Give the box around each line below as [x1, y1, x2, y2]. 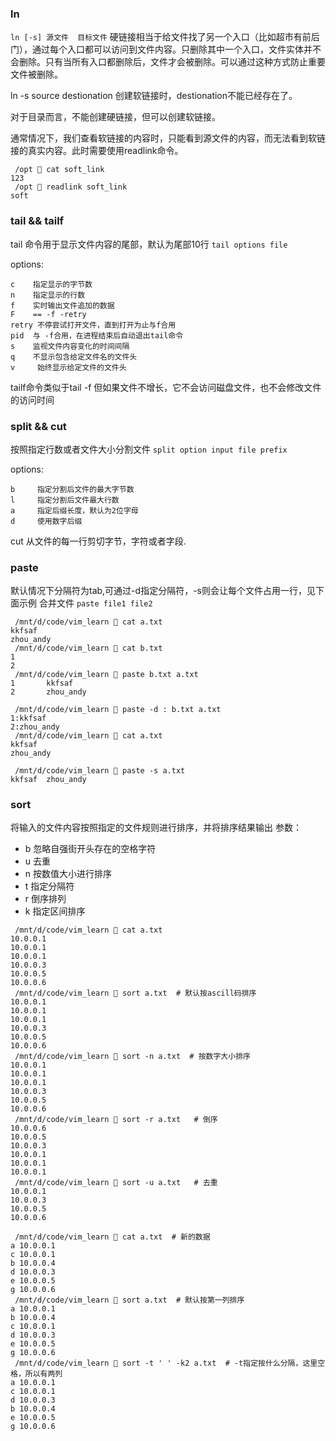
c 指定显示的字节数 [10, 279, 93, 289]
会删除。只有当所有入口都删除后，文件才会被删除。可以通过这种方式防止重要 [10, 56, 326, 68]
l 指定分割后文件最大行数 [10, 495, 120, 505]
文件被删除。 [10, 68, 63, 81]
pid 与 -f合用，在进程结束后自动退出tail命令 [10, 330, 184, 341]
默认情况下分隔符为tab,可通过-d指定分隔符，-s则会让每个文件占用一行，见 [10, 585, 316, 597]
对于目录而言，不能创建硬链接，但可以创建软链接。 [10, 111, 221, 123]
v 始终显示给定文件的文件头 [10, 362, 127, 372]
